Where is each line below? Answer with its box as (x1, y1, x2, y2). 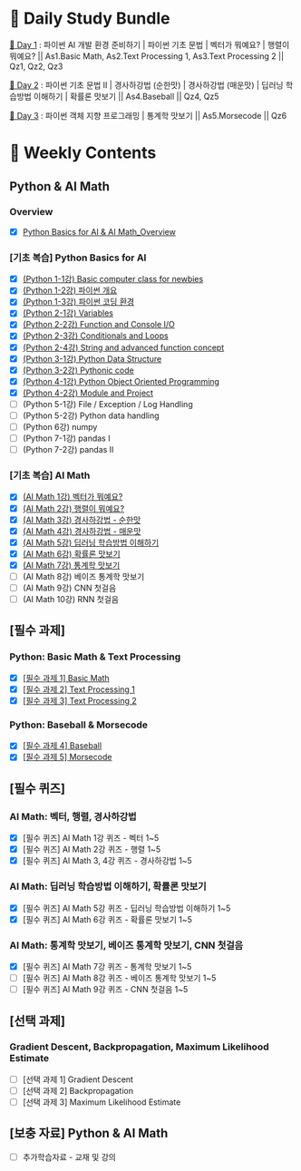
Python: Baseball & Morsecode (9, 718, 148, 731)
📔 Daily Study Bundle (9, 8, 170, 29)
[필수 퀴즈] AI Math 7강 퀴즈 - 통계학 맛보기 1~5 (22, 961, 192, 971)
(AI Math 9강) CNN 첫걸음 (22, 582, 117, 593)
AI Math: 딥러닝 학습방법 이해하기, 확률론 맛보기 (9, 880, 207, 893)
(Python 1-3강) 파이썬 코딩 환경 (22, 297, 134, 307)
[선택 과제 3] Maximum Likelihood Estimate (22, 1097, 181, 1108)
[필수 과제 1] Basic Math (22, 672, 111, 683)
